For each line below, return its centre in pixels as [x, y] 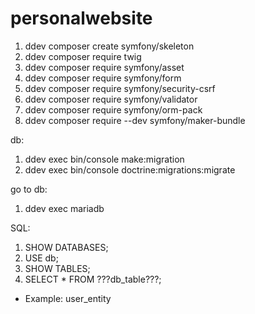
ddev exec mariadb [64, 208]
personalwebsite [81, 18]
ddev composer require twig [83, 56]
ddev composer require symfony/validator [111, 99]
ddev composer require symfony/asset [104, 67]
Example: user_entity [68, 298]
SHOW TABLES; [57, 268]
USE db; [41, 258]
